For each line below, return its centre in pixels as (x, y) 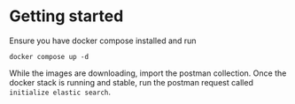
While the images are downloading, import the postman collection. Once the (148, 73)
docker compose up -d (49, 56)
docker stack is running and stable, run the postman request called (132, 82)
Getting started (66, 16)
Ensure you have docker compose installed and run (103, 41)
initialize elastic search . (60, 92)
